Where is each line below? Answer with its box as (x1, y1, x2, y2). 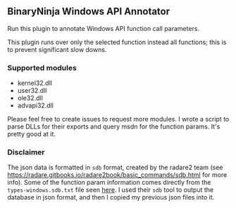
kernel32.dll (17, 79, 53, 87)
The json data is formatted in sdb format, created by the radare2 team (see (7, 163, 223, 171)
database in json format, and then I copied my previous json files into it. (7, 193, 215, 202)
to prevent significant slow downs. (7, 45, 107, 53)
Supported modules (7, 63, 77, 72)
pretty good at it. (7, 130, 56, 138)
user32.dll (17, 86, 47, 95)
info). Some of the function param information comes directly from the (7, 178, 211, 187)
